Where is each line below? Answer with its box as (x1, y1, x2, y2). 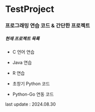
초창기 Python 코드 (12, 81, 50, 87)
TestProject (5, 3, 54, 15)
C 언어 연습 (12, 49, 35, 55)
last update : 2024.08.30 (5, 101, 56, 108)
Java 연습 (12, 60, 32, 66)
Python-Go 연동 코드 (12, 91, 54, 98)
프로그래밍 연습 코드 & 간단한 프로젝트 (5, 22, 90, 29)
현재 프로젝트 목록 (5, 35, 40, 41)
